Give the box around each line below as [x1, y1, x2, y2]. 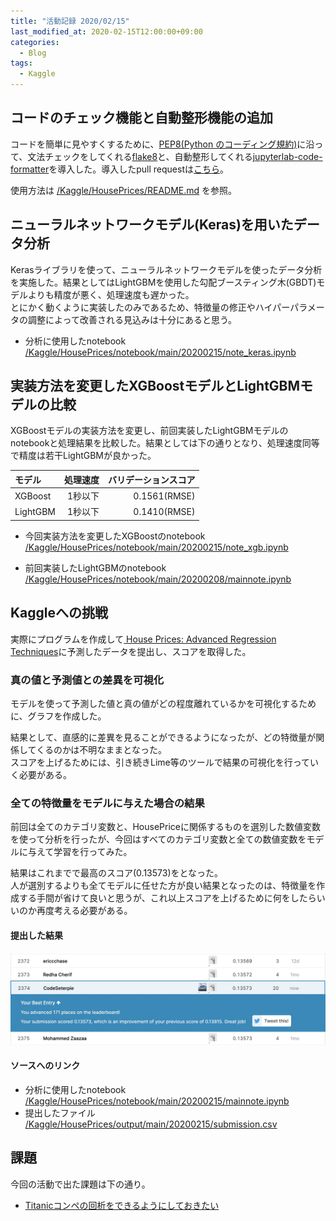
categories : [10, 37, 60, 47]
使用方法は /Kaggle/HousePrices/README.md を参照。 [10, 184, 238, 196]
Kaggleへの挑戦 [10, 605, 109, 622]
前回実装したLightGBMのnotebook [24, 561, 167, 574]
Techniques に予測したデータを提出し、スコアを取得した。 [10, 645, 252, 657]
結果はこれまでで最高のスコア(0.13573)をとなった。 [10, 867, 224, 879]
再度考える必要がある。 [36, 905, 133, 917]
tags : [10, 58, 33, 69]
